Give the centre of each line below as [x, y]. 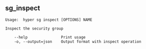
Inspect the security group [34, 28]
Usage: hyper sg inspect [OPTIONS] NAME [49, 19]
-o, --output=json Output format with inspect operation [78, 41]
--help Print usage [50, 37]
